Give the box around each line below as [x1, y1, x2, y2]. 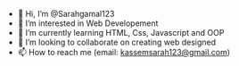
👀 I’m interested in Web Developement [17, 18, 159, 29]
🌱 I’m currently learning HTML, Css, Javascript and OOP [17, 28, 225, 37]
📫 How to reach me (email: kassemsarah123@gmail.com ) [17, 47, 230, 57]
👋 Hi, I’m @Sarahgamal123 [17, 9, 115, 19]
